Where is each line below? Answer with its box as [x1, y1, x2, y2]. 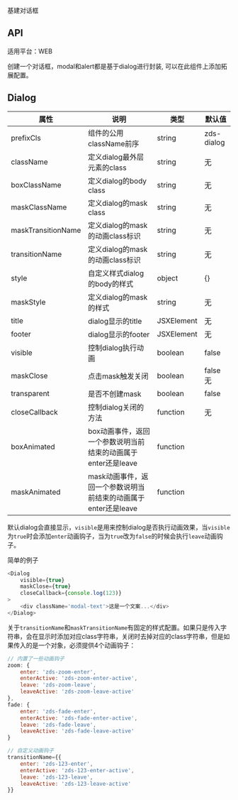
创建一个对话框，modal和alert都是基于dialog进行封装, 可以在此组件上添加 [7, 62, 222, 70]
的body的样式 [88, 279, 134, 289]
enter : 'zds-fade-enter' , [20, 708, 97, 715]
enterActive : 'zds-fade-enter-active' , [20, 714, 138, 722]
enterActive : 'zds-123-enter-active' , [20, 767, 135, 774]
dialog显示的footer [88, 329, 150, 339]
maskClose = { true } [20, 583, 72, 591]
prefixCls [11, 133, 41, 143]
